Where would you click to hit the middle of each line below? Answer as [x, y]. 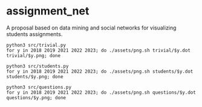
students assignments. [34, 34]
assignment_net [48, 11]
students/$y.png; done [35, 76]
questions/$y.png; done [36, 97]
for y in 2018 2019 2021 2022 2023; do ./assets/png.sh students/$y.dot [100, 71]
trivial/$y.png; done [34, 55]
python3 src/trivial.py [36, 45]
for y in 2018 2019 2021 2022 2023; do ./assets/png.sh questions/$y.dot [101, 92]
